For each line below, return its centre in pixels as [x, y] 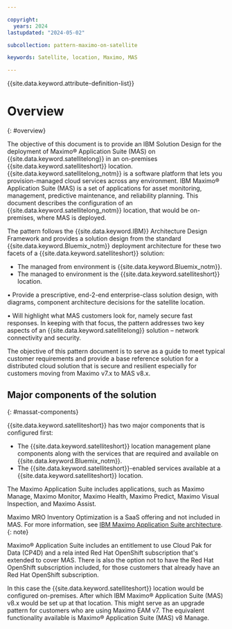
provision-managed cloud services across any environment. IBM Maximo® [113, 181]
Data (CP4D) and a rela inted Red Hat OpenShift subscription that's [103, 553]
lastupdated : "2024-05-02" [46, 33]
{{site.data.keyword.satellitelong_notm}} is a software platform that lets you [115, 173]
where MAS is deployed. [72, 218]
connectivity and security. [44, 338]
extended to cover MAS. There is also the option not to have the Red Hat [110, 560]
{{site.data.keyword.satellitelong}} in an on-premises [82, 159]
